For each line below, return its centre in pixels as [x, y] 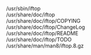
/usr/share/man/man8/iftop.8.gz [45, 46]
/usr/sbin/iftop [23, 8]
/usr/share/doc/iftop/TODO [39, 39]
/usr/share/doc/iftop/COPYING [43, 21]
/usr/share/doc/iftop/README [42, 33]
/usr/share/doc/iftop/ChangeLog [46, 27]
